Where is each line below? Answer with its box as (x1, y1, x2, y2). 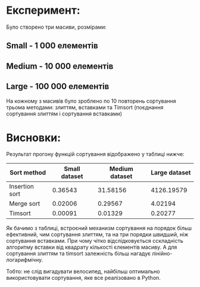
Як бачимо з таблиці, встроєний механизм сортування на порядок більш (6, 225, 192, 232)
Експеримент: (6, 4, 80, 17)
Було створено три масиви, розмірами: (6, 23, 107, 30)
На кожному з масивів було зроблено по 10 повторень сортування (6, 97, 177, 105)
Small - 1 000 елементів (6, 41, 98, 51)
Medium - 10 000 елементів (6, 61, 114, 71)
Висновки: (6, 131, 61, 144)
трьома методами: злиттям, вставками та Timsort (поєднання (6, 103, 164, 111)
